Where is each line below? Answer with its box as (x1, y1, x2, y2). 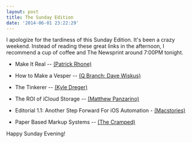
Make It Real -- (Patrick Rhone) (14, 60, 92, 68)
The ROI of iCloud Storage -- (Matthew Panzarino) (14, 95, 140, 102)
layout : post (6, 8, 39, 15)
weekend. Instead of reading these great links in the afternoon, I (6, 42, 165, 50)
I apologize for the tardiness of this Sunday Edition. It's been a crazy (6, 36, 175, 44)
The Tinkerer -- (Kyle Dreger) (14, 84, 88, 91)
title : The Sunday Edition (6, 14, 74, 20)
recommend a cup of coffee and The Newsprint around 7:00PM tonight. (6, 49, 184, 56)
